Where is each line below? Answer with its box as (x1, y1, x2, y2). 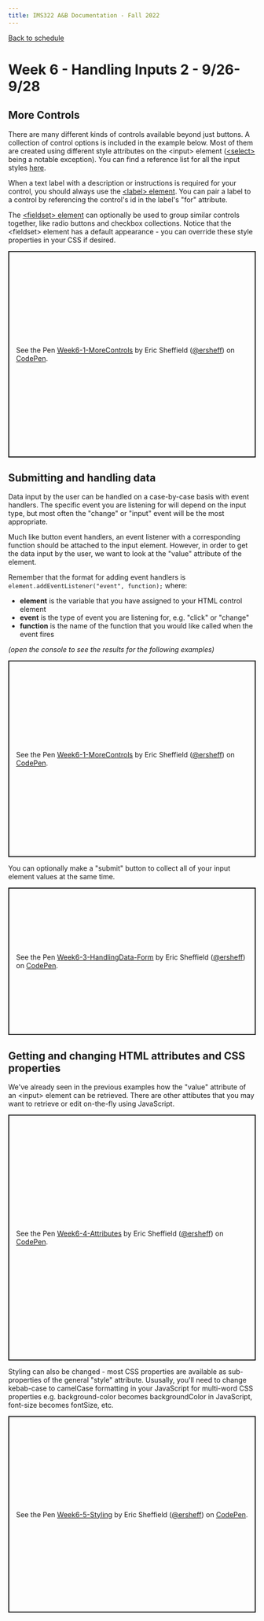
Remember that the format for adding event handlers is (8, 573, 186, 582)
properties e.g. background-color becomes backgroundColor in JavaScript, (8, 1392, 253, 1402)
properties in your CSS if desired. (8, 235, 116, 245)
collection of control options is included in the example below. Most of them (8, 138, 254, 147)
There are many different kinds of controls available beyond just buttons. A (8, 129, 250, 138)
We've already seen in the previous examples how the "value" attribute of (8, 1082, 246, 1092)
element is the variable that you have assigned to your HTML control (19, 596, 243, 606)
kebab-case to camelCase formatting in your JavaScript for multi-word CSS (8, 1383, 254, 1393)
